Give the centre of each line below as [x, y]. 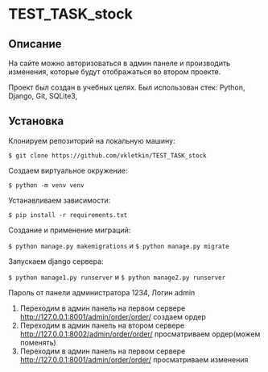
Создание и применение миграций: [70, 230]
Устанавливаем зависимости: [60, 200]
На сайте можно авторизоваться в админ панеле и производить [120, 63]
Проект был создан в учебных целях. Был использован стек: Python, [127, 87]
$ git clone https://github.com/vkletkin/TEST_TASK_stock [107, 155]
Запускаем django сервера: [56, 261]
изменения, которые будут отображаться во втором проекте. [115, 72]
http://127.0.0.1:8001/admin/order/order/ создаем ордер [113, 316]
